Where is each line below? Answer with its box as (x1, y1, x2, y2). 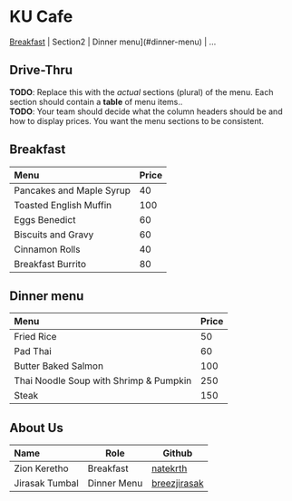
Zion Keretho (14, 462, 70, 475)
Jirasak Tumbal (14, 477, 79, 490)
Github (162, 447, 193, 459)
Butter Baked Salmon (14, 360, 104, 372)
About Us (9, 419, 63, 436)
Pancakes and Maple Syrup (14, 184, 131, 197)
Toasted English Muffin (14, 198, 112, 211)
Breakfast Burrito (14, 257, 87, 270)
